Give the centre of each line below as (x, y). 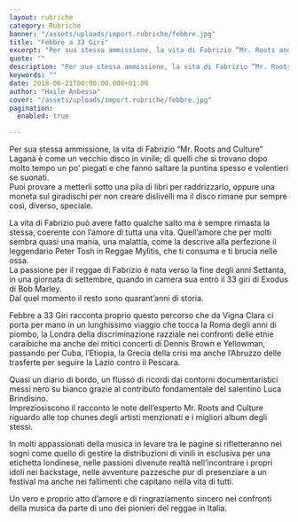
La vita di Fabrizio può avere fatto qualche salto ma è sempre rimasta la (140, 223)
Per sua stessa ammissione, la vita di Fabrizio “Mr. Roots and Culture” (136, 149)
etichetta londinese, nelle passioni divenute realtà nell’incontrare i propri (141, 463)
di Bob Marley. (35, 289)
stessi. (21, 427)
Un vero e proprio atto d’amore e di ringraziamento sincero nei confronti (141, 499)
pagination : (31, 108)
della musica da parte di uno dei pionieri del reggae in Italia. (118, 508)
